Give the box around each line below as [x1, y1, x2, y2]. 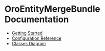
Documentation [4, 14, 69, 25]
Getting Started [11, 30, 42, 36]
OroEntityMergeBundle [4, 3, 101, 15]
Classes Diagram [11, 40, 46, 46]
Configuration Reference [11, 35, 62, 41]
